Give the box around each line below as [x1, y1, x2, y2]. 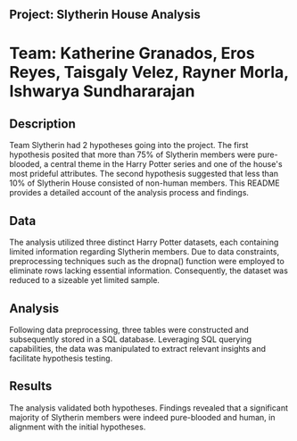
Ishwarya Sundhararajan [9, 80, 195, 101]
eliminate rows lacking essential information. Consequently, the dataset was [9, 265, 288, 276]
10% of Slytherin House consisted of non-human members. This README [9, 178, 280, 188]
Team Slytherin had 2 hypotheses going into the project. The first [9, 140, 249, 151]
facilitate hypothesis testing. [9, 353, 113, 364]
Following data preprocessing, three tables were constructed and [9, 325, 250, 336]
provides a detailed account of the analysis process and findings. [9, 187, 250, 198]
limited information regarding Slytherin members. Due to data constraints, [9, 246, 280, 257]
